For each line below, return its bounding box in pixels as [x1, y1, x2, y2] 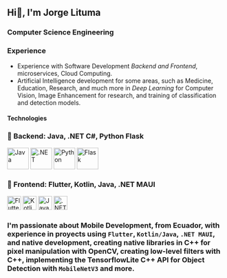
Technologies [7, 115, 47, 123]
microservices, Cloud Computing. [17, 69, 113, 77]
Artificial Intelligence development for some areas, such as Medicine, [17, 77, 213, 85]
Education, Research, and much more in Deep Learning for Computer [17, 83, 214, 92]
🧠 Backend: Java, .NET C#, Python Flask [7, 132, 144, 141]
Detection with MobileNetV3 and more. [7, 264, 136, 273]
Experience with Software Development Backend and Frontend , [17, 61, 198, 70]
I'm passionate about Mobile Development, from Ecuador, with [7, 220, 220, 230]
